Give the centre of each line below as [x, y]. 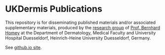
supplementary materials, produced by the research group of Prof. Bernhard [83, 27]
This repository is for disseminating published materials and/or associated [81, 22]
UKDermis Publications [54, 9]
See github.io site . [23, 47]
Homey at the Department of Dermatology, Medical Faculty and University [81, 33]
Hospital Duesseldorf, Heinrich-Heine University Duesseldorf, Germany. [78, 38]
